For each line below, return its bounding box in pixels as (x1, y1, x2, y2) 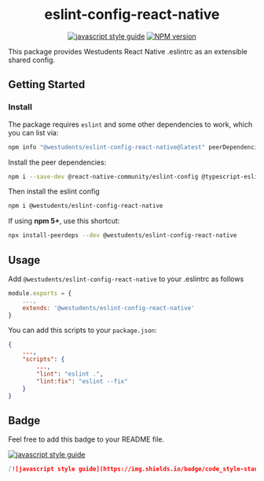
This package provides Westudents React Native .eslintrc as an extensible (8, 46, 247, 56)
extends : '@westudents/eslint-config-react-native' (22, 304, 195, 312)
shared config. (8, 55, 56, 65)
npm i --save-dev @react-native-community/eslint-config (8, 172, 199, 180)
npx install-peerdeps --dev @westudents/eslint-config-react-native (8, 231, 237, 239)
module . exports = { (8, 289, 72, 297)
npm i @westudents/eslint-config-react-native (8, 202, 163, 210)
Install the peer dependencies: (8, 157, 107, 167)
